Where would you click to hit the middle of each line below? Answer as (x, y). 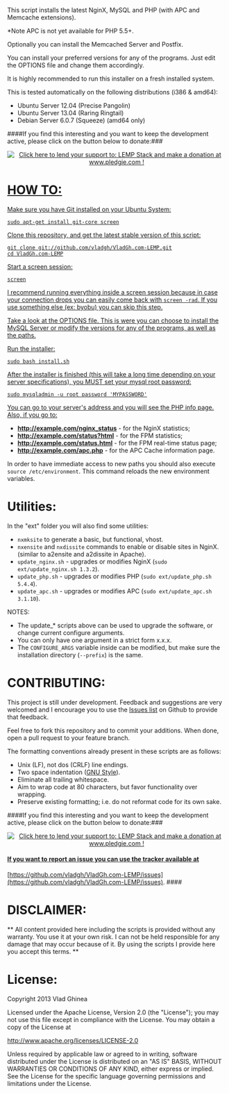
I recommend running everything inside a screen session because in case (113, 292)
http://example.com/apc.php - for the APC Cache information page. (116, 450)
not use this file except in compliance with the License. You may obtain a (111, 1019)
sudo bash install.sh (39, 361)
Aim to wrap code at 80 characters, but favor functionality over (107, 787)
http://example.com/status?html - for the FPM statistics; (100, 435)
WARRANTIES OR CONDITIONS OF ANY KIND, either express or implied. (110, 1069)
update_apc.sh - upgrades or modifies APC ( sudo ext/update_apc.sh (114, 591)
